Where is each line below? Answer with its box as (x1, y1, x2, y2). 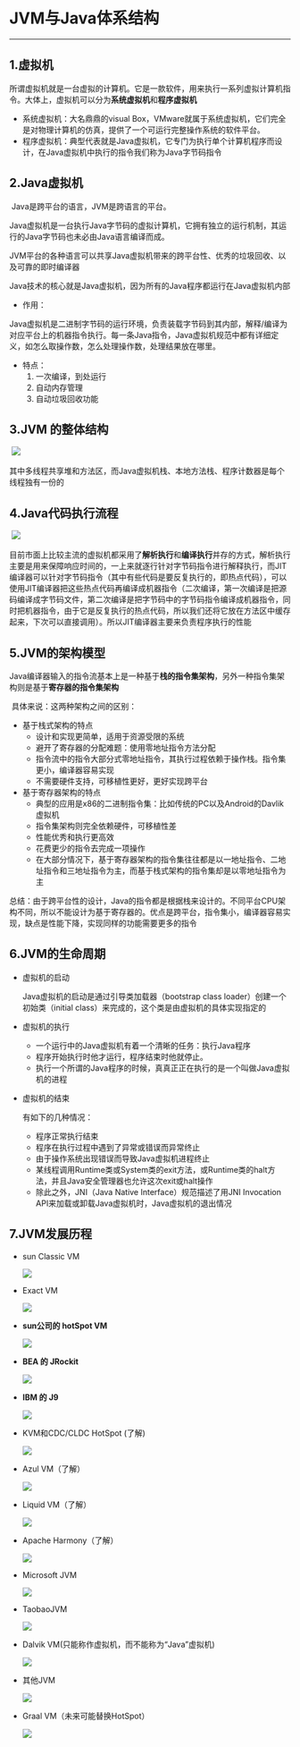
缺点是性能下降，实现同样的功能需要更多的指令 (24, 918, 197, 929)
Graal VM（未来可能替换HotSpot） (21, 1710, 150, 1721)
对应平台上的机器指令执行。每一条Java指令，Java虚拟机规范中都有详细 (9, 329, 271, 340)
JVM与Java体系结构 (9, 8, 160, 29)
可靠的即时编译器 (16, 261, 80, 272)
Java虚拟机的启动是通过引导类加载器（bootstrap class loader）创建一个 (21, 990, 287, 1002)
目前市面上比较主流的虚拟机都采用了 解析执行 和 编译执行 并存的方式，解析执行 (9, 549, 291, 560)
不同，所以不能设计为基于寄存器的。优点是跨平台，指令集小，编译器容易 (16, 907, 283, 917)
